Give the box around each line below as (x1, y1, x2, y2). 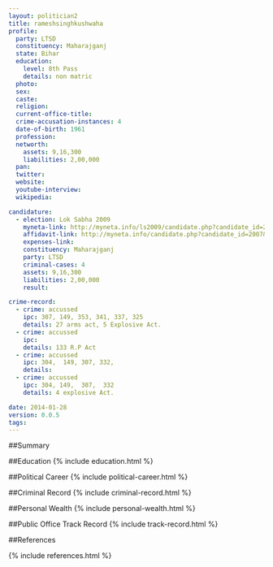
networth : (15, 140, 49, 149)
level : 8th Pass (23, 65, 79, 73)
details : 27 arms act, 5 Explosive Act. (23, 321, 162, 329)
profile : (8, 27, 38, 35)
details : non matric (23, 72, 93, 80)
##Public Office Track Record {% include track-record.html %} (8, 519, 219, 529)
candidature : (8, 208, 53, 216)
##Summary (8, 440, 50, 451)
